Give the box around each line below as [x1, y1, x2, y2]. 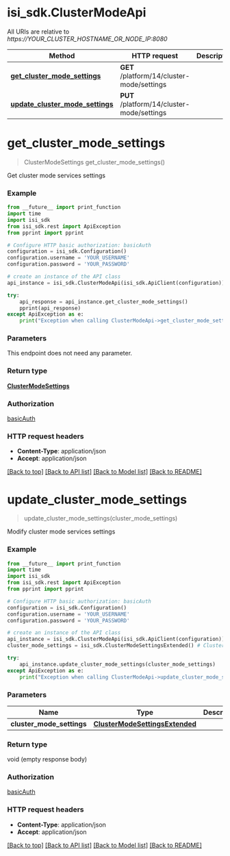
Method [49, 51, 75, 60]
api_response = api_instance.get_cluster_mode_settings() [19, 298, 188, 305]
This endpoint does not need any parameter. [7, 349, 132, 357]
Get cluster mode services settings [7, 171, 106, 179]
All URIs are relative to [7, 27, 70, 36]
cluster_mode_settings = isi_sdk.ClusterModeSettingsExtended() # [7, 642, 201, 649]
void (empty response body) [7, 755, 88, 764]
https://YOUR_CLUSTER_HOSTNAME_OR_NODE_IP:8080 [7, 34, 168, 42]
